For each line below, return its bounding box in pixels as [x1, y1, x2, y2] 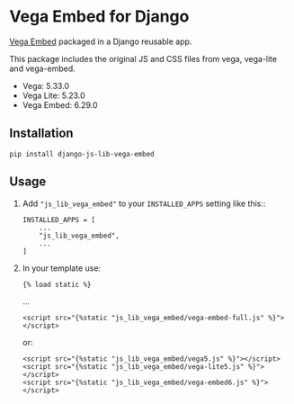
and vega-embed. [9, 63, 76, 74]
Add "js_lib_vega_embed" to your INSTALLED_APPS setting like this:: [22, 198, 266, 209]
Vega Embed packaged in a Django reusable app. [9, 36, 192, 47]
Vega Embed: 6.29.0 [22, 99, 98, 110]
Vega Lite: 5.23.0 [22, 90, 85, 101]
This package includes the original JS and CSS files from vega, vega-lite [9, 53, 277, 64]
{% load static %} [22, 280, 92, 289]
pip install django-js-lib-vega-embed [9, 149, 155, 158]
